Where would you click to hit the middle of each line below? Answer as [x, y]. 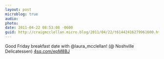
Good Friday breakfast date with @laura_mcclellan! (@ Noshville [70, 46]
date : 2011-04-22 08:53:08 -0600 [39, 28]
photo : [12, 23]
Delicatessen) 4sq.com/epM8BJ [37, 51]
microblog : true [21, 14]
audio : [12, 19]
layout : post [18, 10]
